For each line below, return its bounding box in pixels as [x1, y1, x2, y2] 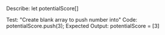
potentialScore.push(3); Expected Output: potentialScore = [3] [6, 23, 160, 29]
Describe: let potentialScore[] [6, 5, 79, 12]
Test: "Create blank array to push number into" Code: [6, 16, 137, 23]
